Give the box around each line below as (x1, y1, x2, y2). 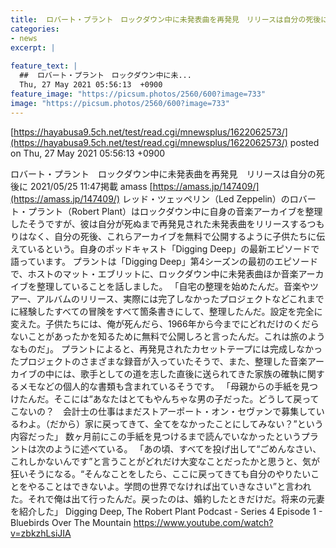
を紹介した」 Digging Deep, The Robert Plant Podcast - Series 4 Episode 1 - (10, 505, 323, 517)
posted (289, 136, 320, 148)
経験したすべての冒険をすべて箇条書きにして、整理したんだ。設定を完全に (18, 305, 323, 317)
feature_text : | (10, 61, 78, 71)
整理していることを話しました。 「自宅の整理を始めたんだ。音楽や (36, 280, 311, 292)
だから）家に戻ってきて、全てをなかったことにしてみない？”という (49, 417, 324, 430)
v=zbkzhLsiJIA (10, 527, 72, 539)
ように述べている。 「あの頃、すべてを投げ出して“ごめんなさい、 (53, 442, 322, 455)
